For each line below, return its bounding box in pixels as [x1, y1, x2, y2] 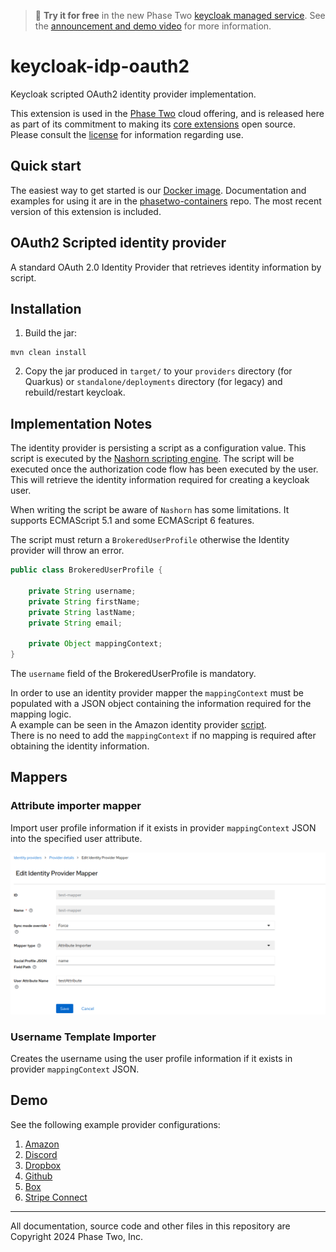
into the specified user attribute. [10, 832, 143, 844]
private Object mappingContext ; [28, 639, 163, 649]
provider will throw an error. [10, 545, 125, 557]
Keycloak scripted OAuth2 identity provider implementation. [10, 88, 257, 100]
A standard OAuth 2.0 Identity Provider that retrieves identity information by [10, 261, 322, 273]
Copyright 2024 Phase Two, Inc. [10, 1230, 144, 1242]
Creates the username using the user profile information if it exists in [10, 1052, 293, 1064]
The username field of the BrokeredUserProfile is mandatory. [10, 668, 257, 680]
